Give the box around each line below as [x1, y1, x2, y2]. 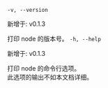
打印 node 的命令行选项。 [7, 64, 81, 73]
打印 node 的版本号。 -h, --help [7, 35, 101, 43]
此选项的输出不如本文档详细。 [7, 73, 93, 81]
